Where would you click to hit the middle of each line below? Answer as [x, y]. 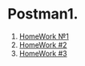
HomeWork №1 [44, 36]
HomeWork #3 [43, 53]
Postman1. [43, 14]
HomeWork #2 [43, 44]
